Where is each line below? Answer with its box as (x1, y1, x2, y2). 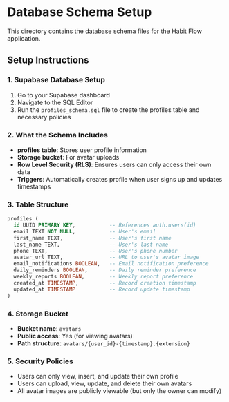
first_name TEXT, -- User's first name (13, 234, 172, 242)
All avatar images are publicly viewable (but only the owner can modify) (17, 387, 222, 395)
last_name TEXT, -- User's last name (13, 241, 169, 248)
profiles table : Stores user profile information (17, 146, 147, 154)
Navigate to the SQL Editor (17, 98, 93, 106)
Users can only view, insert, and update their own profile (17, 372, 178, 381)
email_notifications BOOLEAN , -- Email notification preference (13, 260, 209, 267)
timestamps (17, 182, 51, 191)
